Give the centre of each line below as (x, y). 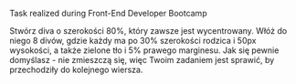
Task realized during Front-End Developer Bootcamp (108, 13)
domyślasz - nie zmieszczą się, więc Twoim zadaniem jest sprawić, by (142, 60)
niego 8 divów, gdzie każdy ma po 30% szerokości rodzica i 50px (133, 41)
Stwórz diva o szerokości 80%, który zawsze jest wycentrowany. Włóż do (148, 31)
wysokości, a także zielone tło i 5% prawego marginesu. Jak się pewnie (144, 50)
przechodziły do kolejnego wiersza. (76, 69)
